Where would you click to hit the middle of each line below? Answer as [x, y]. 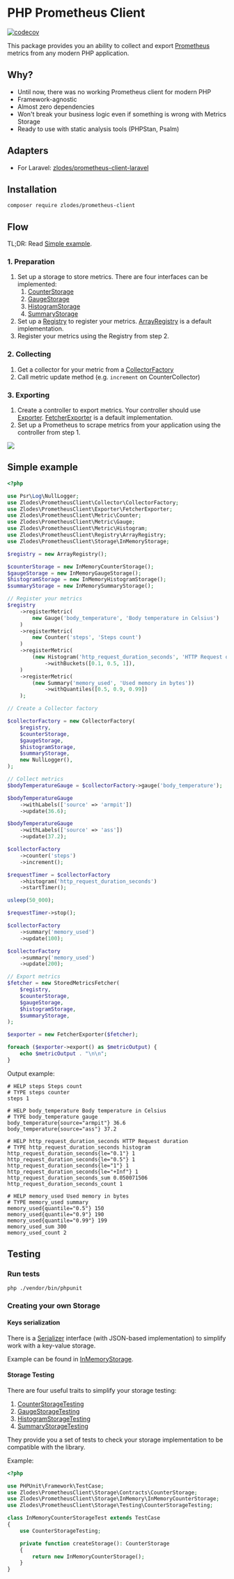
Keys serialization [34, 1322]
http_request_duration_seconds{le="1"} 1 [68, 1165]
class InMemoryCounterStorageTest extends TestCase [84, 1518]
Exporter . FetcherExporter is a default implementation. [95, 418]
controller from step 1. [49, 432]
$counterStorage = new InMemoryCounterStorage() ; [81, 566]
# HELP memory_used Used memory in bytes [68, 1196]
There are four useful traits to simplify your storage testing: [92, 1390]
